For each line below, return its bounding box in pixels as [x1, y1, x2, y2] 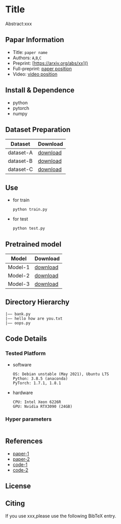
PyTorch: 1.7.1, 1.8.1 [12, 380, 61, 386]
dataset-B [8, 158, 33, 165]
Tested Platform [5, 350, 46, 357]
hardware [12, 389, 33, 396]
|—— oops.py [5, 320, 31, 326]
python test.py [12, 226, 45, 231]
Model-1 [8, 264, 30, 271]
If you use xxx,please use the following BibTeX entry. [5, 513, 116, 519]
